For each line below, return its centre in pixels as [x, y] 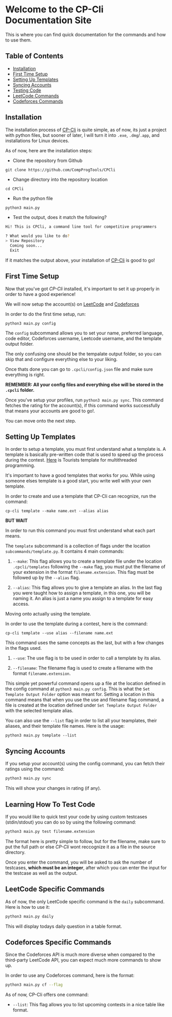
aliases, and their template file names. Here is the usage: [65, 726]
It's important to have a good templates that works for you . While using [80, 475]
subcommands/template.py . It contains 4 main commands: [65, 551]
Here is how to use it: [28, 907]
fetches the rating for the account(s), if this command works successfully [83, 405]
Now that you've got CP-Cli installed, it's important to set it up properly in [82, 289]
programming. [20, 466]
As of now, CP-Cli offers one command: [47, 995]
